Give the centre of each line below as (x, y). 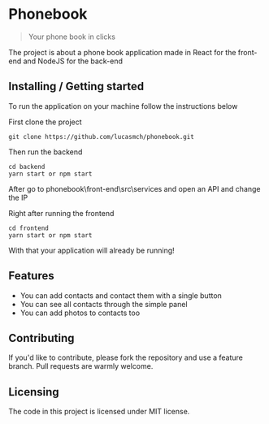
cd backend (27, 167)
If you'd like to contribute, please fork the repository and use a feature (126, 357)
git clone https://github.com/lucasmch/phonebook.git (102, 136)
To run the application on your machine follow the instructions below (123, 106)
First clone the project (46, 122)
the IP (18, 197)
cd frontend (28, 228)
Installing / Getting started (76, 87)
